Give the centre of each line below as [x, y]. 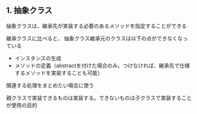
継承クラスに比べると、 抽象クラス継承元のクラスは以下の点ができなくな [94, 38]
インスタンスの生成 [38, 58]
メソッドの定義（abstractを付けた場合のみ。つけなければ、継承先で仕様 [102, 65]
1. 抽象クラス [29, 11]
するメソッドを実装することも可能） [59, 73]
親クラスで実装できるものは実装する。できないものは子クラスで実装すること [99, 98]
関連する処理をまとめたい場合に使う [50, 85]
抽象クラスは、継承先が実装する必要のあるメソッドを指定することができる [96, 26]
